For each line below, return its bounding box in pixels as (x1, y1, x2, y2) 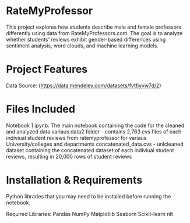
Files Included (6, 102, 76, 116)
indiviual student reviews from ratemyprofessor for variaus (6, 134, 147, 141)
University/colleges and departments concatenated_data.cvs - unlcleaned (6, 140, 184, 147)
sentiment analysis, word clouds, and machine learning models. (6, 42, 159, 49)
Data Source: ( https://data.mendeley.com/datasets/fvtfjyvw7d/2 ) (6, 82, 161, 89)
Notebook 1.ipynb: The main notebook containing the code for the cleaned (6, 122, 185, 129)
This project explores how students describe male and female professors (6, 23, 182, 30)
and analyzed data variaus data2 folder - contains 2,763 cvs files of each (6, 128, 182, 135)
